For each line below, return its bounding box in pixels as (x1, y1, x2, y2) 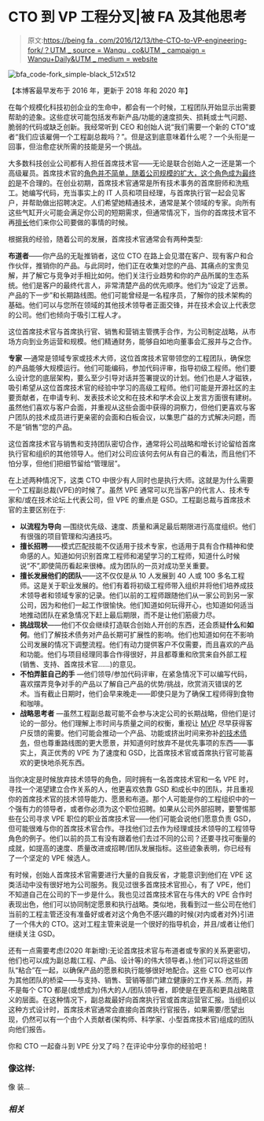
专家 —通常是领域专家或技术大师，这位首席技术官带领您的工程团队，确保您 (8, 353, 251, 363)
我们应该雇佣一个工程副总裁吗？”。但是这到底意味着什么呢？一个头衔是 (18, 131, 249, 141)
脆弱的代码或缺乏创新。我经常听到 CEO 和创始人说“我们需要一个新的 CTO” (8, 122, 249, 131)
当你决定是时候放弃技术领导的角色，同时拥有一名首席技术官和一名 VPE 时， (8, 774, 253, 784)
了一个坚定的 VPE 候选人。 (8, 853, 94, 863)
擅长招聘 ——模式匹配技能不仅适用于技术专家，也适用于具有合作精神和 (19, 541, 247, 550)
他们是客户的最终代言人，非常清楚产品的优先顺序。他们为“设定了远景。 (21, 280, 253, 290)
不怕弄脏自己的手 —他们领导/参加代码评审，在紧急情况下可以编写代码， (19, 669, 251, 679)
